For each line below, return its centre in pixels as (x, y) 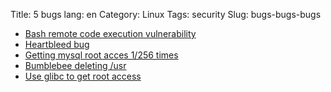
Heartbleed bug (57, 44)
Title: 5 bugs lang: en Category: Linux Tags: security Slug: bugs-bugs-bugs (166, 14)
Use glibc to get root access (83, 76)
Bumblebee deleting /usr (75, 65)
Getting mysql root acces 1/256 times (101, 55)
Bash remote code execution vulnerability (110, 33)
